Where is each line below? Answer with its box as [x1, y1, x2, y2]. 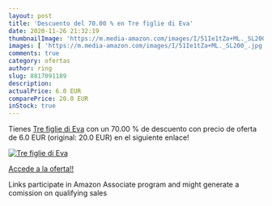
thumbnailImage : [8, 34, 63, 43]
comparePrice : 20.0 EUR [8, 95, 89, 103]
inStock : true [8, 102, 57, 110]
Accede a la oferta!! [8, 164, 74, 174]
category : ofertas [8, 57, 70, 65]
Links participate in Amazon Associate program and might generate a [8, 179, 240, 190]
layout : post [8, 11, 53, 20]
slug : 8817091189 [8, 72, 67, 80]
